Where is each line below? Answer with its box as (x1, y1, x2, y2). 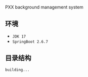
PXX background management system (5, 4, 84, 10)
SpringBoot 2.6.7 (12, 39, 48, 44)
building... (5, 67, 30, 72)
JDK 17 (12, 34, 26, 39)
